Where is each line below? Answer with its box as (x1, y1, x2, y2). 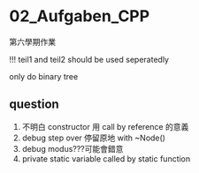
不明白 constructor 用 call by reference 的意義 (21, 121, 189, 132)
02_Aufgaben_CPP (9, 6, 150, 26)
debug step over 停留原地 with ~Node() (21, 132, 166, 143)
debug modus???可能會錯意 (21, 143, 124, 154)
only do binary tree (9, 71, 79, 81)
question (9, 97, 59, 112)
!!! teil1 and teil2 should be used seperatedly (9, 54, 170, 64)
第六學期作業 (9, 36, 56, 47)
